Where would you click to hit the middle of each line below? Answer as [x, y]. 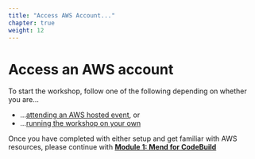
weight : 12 [26, 30]
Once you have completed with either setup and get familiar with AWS [123, 138]
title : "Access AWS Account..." [62, 15]
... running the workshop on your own [80, 123]
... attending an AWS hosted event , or [80, 115]
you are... [24, 100]
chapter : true [32, 23]
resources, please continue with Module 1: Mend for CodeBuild [112, 147]
